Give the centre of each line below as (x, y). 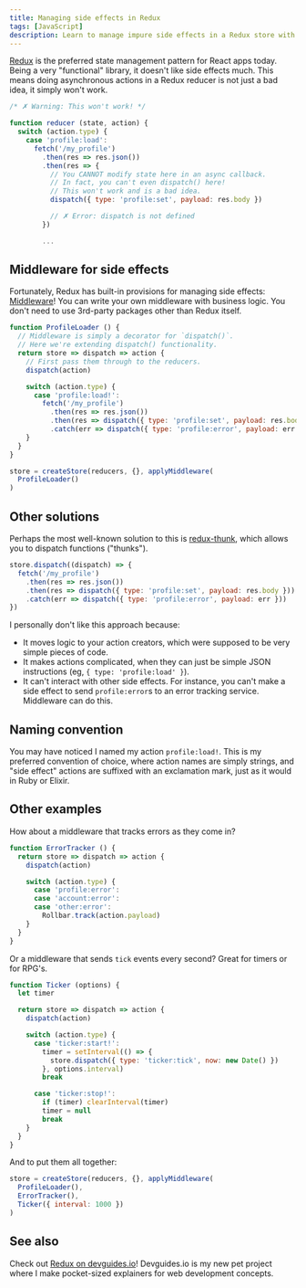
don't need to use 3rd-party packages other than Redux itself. (126, 311)
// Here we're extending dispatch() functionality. (118, 345)
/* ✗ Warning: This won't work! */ (78, 107)
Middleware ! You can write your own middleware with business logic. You (148, 301)
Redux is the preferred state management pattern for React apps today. (143, 61)
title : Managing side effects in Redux (85, 18)
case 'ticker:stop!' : (75, 1094)
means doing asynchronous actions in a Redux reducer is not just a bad (144, 80)
